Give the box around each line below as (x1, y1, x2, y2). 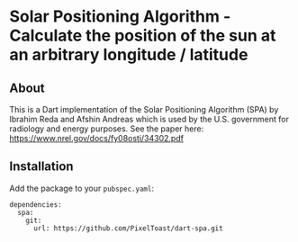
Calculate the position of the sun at (9, 25, 276, 46)
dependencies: (9, 200, 63, 209)
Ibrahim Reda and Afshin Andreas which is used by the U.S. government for (9, 114, 290, 124)
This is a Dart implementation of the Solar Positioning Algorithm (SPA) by (9, 104, 279, 114)
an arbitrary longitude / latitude (9, 45, 248, 65)
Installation (9, 159, 74, 175)
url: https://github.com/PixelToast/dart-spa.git (32, 223, 223, 233)
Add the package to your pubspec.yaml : (9, 183, 155, 193)
